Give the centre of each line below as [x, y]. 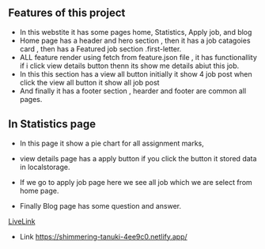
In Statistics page [52, 124]
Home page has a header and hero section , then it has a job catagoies [135, 40]
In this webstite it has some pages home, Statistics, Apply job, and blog [136, 32]
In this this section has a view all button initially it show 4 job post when [136, 74]
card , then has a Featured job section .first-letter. [100, 49]
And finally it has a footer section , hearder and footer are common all [133, 91]
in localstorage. [45, 167]
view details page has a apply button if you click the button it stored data [138, 158]
